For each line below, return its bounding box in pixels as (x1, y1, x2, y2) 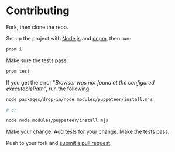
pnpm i (6, 46, 22, 52)
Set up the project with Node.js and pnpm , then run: (6, 35, 131, 42)
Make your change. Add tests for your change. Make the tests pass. (6, 128, 170, 136)
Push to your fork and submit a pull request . (6, 140, 112, 147)
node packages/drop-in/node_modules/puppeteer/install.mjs (6, 96, 153, 102)
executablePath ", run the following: (6, 85, 91, 92)
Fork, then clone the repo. (6, 23, 68, 31)
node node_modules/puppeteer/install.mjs (6, 117, 109, 124)
